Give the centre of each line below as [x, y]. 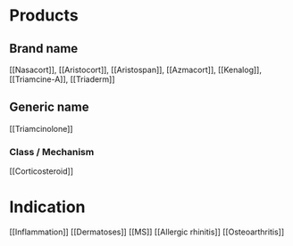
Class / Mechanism [52, 152]
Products [44, 16]
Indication [47, 207]
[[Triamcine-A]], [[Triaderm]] [62, 79]
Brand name [44, 49]
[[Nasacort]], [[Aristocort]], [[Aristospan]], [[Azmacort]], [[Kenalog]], [135, 70]
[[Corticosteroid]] [42, 171]
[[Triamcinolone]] [41, 128]
